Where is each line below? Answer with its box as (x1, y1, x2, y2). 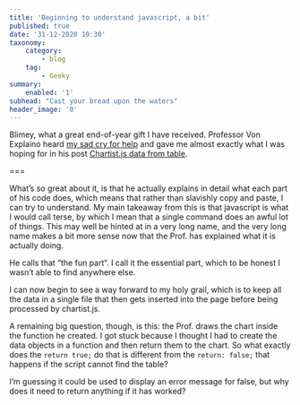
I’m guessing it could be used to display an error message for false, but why (9, 376, 289, 387)
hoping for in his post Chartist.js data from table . (9, 149, 188, 159)
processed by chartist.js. (9, 304, 101, 315)
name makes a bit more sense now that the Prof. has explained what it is (9, 230, 276, 242)
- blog (41, 55, 66, 64)
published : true (9, 22, 70, 30)
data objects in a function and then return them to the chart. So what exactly (9, 340, 291, 350)
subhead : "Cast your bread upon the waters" (9, 96, 178, 106)
